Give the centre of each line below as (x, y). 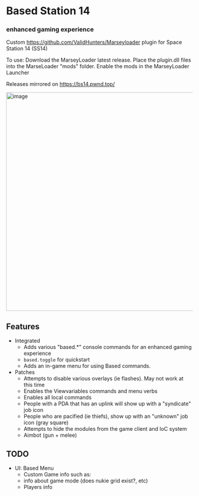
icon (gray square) (46, 423)
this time (34, 385)
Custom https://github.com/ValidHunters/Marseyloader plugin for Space (94, 42)
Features (23, 326)
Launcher (18, 73)
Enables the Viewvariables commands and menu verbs (91, 391)
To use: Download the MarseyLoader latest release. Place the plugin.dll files (99, 60)
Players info (38, 487)
